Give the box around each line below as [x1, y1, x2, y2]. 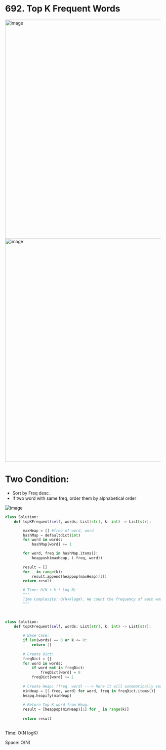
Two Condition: [5, 474, 69, 485]
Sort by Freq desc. [12, 490, 50, 496]
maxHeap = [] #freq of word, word [23, 528, 94, 533]
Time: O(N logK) [5, 730, 39, 736]
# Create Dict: [23, 651, 54, 657]
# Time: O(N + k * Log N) [23, 588, 77, 593]
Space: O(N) [5, 739, 31, 745]
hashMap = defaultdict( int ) [23, 533, 81, 538]
